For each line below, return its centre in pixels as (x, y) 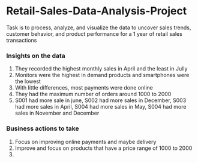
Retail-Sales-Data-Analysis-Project (97, 11)
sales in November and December (57, 113)
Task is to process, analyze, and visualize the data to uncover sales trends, (99, 27)
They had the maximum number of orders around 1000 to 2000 (93, 94)
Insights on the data (36, 56)
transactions (22, 40)
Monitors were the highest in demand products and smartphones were (102, 75)
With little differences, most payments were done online (84, 88)
